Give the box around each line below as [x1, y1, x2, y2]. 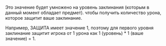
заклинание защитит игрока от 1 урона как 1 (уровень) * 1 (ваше [5, 30, 144, 36]
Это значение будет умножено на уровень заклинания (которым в [5, 5, 149, 10]
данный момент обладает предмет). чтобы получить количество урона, [5, 10, 161, 16]
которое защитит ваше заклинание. [5, 15, 82, 21]
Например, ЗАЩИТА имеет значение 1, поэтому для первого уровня [5, 25, 154, 31]
